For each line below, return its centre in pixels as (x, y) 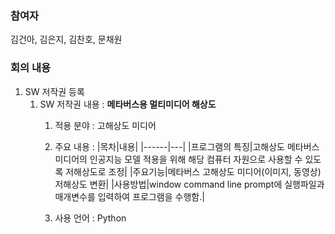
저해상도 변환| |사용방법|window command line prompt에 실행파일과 (189, 184)
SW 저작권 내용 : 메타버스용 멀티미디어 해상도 (128, 104)
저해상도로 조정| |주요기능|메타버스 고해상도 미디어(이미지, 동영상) (193, 171)
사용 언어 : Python (90, 218)
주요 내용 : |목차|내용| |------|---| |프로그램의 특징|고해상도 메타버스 (187, 146)
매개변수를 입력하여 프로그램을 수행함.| (129, 196)
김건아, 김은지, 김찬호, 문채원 (66, 39)
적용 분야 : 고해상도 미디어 (105, 125)
